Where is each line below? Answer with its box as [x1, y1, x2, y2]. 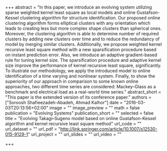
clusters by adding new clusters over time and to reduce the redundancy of [5, 36, 160, 42]
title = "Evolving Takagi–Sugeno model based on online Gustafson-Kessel [5, 116, 156, 121]
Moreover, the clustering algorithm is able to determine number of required [5, 31, 159, 36]
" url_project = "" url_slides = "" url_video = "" [28, 132, 122, 137]
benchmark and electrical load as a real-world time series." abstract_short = [5, 89, 162, 95]
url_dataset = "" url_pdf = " [5, 126, 61, 132]
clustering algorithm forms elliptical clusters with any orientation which [5, 20, 151, 26]
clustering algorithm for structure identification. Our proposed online [19, 15, 161, 20]
